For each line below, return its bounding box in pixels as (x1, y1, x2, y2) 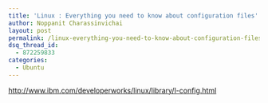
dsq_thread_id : (8, 42, 59, 50)
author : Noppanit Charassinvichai (8, 19, 124, 27)
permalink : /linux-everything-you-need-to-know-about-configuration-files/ (8, 34, 266, 42)
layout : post (8, 26, 52, 34)
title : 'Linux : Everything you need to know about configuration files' (8, 11, 259, 20)
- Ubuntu (15, 64, 45, 72)
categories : (8, 57, 48, 65)
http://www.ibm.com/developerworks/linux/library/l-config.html (8, 85, 217, 95)
